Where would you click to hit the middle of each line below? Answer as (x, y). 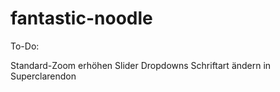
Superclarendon (43, 76)
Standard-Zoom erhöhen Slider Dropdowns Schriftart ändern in (141, 65)
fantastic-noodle (81, 18)
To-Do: (25, 46)
